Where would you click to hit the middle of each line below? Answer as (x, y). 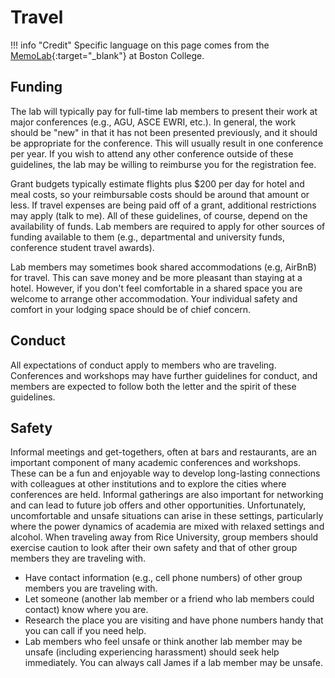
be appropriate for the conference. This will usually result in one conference (167, 143)
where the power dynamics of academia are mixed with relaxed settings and (167, 527)
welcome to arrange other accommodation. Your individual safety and (154, 298)
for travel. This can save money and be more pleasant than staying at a (156, 277)
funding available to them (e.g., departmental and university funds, (147, 237)
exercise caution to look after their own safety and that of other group (154, 548)
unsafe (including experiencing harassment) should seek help (152, 652)
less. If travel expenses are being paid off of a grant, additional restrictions (163, 205)
